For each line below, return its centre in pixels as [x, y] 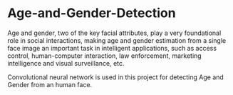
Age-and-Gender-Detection [92, 13]
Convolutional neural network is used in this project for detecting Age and [116, 77]
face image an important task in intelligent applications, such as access [112, 48]
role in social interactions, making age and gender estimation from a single [117, 40]
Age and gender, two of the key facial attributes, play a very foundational [114, 33]
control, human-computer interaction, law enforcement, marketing [104, 56]
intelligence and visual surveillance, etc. [66, 63]
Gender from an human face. [50, 84]
